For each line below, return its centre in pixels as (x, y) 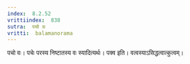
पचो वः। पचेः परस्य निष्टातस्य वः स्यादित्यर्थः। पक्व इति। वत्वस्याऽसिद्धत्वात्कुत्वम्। (96, 53)
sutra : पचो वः (27, 26)
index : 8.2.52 (29, 14)
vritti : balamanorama (40, 33)
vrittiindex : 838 (34, 20)
